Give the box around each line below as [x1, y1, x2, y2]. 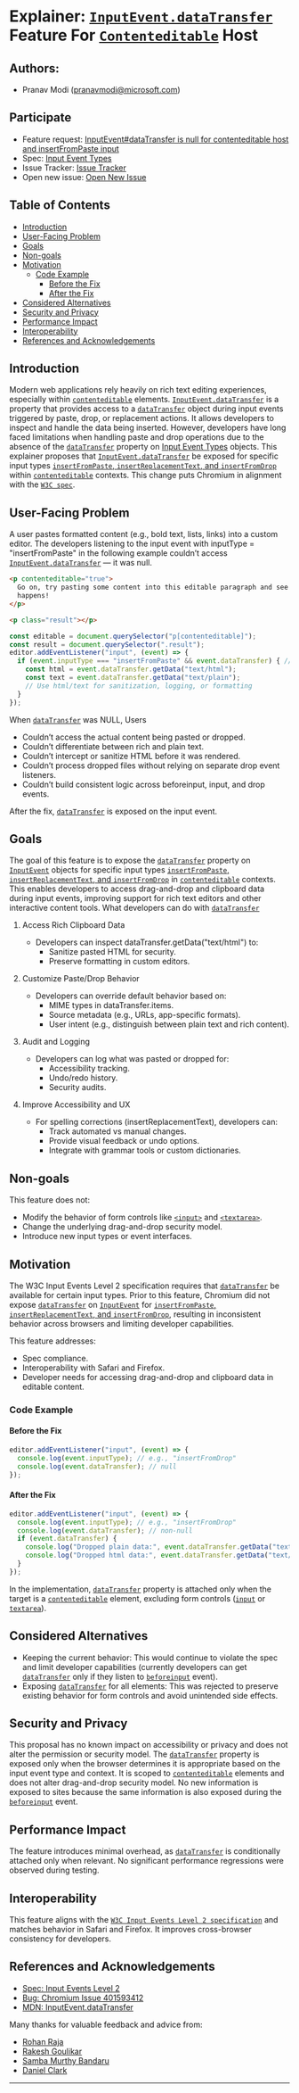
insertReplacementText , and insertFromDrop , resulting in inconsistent [9, 1309, 261, 1319]
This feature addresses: [9, 1336, 96, 1346]
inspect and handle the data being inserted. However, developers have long [9, 422, 287, 434]
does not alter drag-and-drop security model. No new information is [9, 1777, 259, 1788]
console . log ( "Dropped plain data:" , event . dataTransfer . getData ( [25, 1543, 273, 1551]
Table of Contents [9, 198, 111, 213]
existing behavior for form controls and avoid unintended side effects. [21, 1690, 279, 1700]
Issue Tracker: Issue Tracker [21, 162, 126, 173]
